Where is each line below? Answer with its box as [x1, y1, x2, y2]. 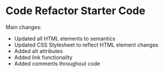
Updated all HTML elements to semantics [14, 35, 116, 42]
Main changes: [5, 24, 42, 31]
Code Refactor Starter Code [5, 4, 146, 18]
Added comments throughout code [14, 60, 100, 67]
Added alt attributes [14, 47, 63, 54]
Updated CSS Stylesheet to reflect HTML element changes [14, 41, 159, 48]
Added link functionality [14, 54, 72, 61]
